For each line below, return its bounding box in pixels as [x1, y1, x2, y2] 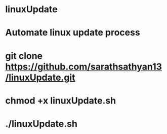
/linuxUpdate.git [5, 72, 75, 83]
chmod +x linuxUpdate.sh [5, 95, 116, 106]
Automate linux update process [5, 27, 140, 39]
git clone [5, 50, 43, 61]
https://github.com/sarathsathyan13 [5, 61, 162, 72]
